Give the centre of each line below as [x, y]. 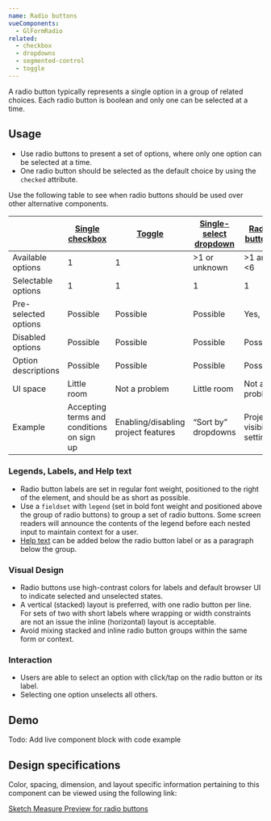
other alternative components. [58, 204]
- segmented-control [50, 61]
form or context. [47, 639]
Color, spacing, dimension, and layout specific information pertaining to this [134, 785]
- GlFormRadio [39, 31]
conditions [87, 427]
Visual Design [36, 570]
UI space [29, 389]
